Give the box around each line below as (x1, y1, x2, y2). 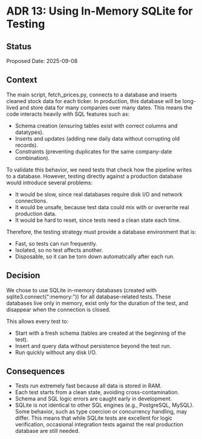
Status (6, 41, 32, 52)
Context (6, 75, 37, 85)
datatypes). (15, 129, 44, 136)
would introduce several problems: (6, 179, 93, 186)
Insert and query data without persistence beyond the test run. (15, 342, 171, 349)
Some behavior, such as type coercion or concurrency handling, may (15, 408, 187, 415)
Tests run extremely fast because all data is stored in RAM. (15, 382, 162, 389)
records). (15, 141, 38, 149)
